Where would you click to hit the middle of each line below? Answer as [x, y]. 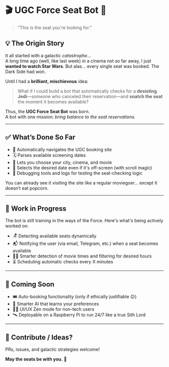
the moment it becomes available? [53, 102]
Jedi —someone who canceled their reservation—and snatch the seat [90, 96]
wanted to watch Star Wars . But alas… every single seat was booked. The [82, 66]
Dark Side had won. [26, 71]
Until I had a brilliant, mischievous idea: [47, 81]
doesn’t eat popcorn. [27, 188]
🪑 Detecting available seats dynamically [54, 236]
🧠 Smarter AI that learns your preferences [56, 304]
